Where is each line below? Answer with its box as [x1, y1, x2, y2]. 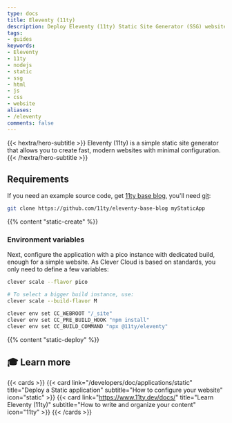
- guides [7, 36, 32, 43]
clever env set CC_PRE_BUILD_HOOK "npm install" [7, 316, 150, 323]
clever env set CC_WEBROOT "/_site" [7, 310, 113, 317]
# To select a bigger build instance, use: [7, 291, 135, 298]
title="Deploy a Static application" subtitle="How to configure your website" [7, 386, 223, 394]
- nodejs [7, 62, 32, 69]
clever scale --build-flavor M [7, 298, 97, 305]
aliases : [7, 107, 32, 114]
